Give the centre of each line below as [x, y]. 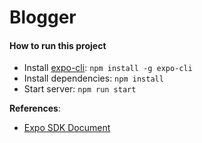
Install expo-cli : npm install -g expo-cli [108, 68]
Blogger [43, 17]
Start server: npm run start [80, 89]
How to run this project [58, 45]
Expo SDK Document [67, 128]
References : [35, 108]
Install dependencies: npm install [93, 78]
